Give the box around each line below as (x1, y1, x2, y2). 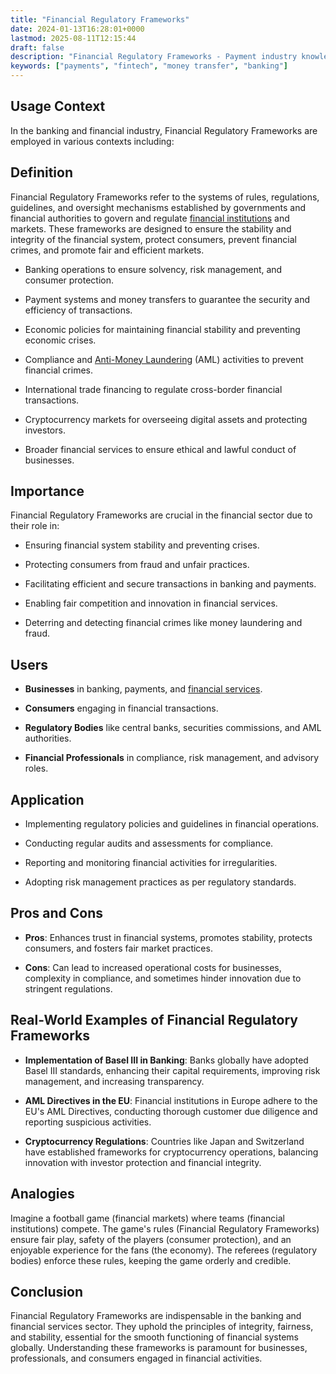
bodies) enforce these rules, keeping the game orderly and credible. (10, 1254, 292, 1266)
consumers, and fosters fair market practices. (24, 942, 213, 954)
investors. (24, 424, 66, 436)
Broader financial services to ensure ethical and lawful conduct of (24, 443, 297, 455)
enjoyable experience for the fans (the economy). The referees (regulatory (10, 1244, 318, 1256)
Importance (10, 483, 85, 500)
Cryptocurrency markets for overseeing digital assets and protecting (24, 413, 308, 425)
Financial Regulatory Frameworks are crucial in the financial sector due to (10, 509, 313, 521)
